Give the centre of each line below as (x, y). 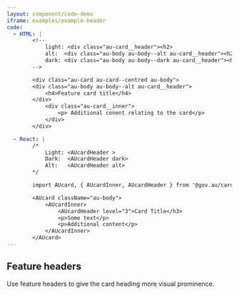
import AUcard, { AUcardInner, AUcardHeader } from (111, 185)
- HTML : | (27, 34)
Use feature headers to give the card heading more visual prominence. (111, 284)
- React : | (29, 139)
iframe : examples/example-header (56, 21)
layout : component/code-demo (50, 14)
